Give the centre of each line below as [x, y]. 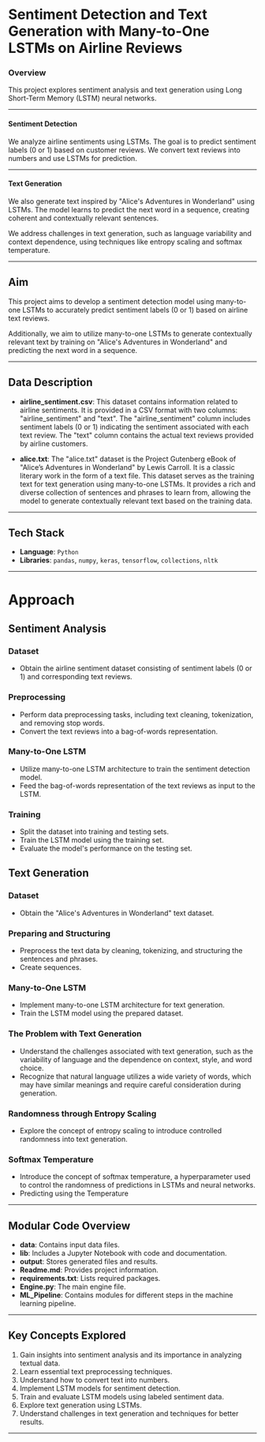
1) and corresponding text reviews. [76, 677]
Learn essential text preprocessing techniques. [96, 1371]
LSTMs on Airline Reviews [95, 48]
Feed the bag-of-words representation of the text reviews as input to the [138, 785]
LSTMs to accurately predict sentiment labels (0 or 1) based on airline [135, 310]
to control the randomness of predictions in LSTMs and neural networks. [138, 1185]
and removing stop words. [62, 723]
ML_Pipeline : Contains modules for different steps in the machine [126, 1295]
